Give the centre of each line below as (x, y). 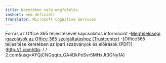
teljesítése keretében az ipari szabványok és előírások (61, 44)
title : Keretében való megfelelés (42, 10)
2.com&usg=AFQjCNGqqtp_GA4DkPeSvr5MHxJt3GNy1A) (65, 55)
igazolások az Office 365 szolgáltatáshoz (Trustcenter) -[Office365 (75, 39)
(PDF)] (126, 44)
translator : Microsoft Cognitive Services (51, 19)
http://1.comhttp (24, 50)
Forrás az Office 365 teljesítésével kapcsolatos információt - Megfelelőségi (83, 34)
